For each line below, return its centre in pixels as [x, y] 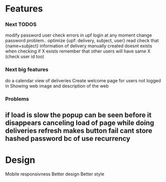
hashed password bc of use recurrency [68, 139]
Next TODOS [21, 25]
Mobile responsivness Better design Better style [55, 174]
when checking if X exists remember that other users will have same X [78, 51]
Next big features [27, 70]
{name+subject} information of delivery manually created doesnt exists [79, 46]
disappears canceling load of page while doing [80, 123]
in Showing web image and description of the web [57, 86]
